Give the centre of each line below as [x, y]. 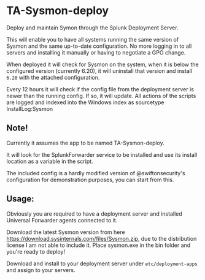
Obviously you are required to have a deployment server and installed [94, 214]
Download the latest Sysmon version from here [66, 232]
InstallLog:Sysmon [30, 108]
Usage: [21, 199]
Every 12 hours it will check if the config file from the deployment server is [100, 89]
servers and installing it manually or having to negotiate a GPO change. [96, 52]
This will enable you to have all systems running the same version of [93, 39]
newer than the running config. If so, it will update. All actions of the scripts [101, 96]
